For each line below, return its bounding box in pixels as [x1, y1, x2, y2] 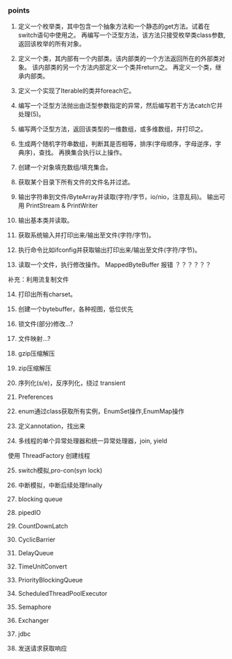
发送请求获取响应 [17, 644, 67, 653]
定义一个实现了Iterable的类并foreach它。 [17, 86, 135, 95]
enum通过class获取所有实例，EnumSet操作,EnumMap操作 [17, 407, 185, 415]
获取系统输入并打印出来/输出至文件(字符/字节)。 [17, 231, 156, 239]
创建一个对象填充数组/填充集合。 [17, 163, 112, 172]
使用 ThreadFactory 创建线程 [8, 452, 90, 460]
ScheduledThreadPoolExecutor [17, 589, 108, 598]
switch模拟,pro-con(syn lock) [17, 466, 103, 475]
